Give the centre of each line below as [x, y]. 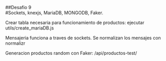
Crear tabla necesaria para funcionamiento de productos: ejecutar [75, 23]
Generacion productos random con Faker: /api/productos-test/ [71, 53]
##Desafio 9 [18, 7]
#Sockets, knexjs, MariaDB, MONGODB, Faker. [54, 13]
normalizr [15, 43]
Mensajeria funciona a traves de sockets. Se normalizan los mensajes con [83, 38]
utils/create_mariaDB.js [30, 28]
